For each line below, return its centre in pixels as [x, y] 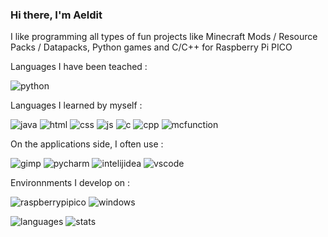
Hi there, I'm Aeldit [56, 15]
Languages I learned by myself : [76, 105]
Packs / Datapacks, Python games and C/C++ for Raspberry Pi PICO [151, 47]
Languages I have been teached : [79, 67]
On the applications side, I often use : [87, 144]
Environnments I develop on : [70, 183]
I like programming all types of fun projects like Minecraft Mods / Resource [164, 37]
